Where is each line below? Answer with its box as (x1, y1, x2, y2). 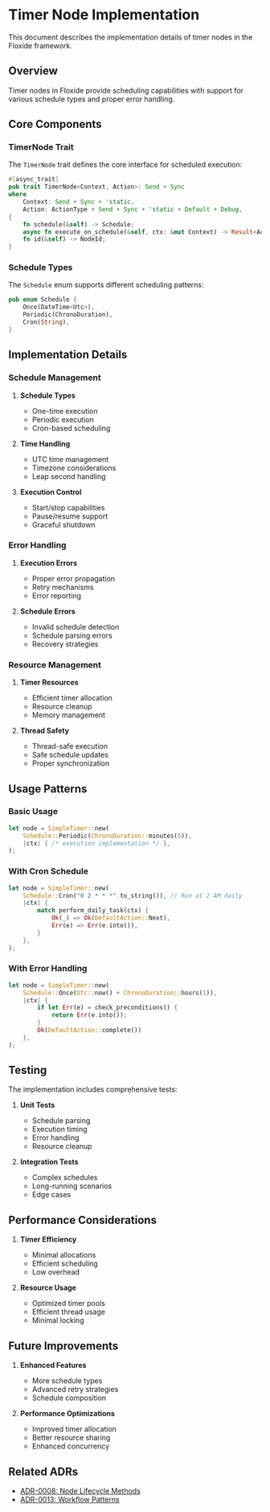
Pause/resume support (31, 511, 108, 521)
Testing (8, 1064, 47, 1077)
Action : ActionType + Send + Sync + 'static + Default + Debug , (22, 205, 243, 213)
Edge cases (31, 1190, 72, 1200)
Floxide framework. (8, 40, 72, 50)
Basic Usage (8, 806, 59, 817)
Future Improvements (8, 1339, 119, 1353)
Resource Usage (19, 1283, 76, 1293)
